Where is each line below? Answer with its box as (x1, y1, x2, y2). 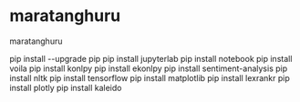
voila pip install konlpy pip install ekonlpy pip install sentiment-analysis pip (9, 63, 288, 74)
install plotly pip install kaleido (9, 82, 122, 93)
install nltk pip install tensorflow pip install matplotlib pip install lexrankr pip (9, 72, 290, 83)
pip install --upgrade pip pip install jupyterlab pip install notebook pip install (9, 53, 293, 64)
